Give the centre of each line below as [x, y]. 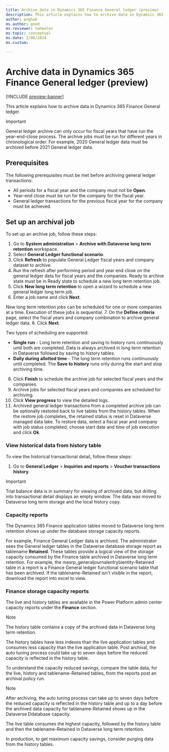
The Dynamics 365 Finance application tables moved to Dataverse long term [85, 526]
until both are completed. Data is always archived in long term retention [87, 348]
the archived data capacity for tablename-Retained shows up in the [75, 709]
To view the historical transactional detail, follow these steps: [69, 456]
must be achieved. [32, 206]
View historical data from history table [54, 446]
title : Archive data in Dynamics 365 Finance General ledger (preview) [82, 10]
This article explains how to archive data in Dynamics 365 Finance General [83, 106]
